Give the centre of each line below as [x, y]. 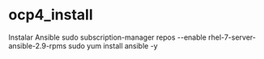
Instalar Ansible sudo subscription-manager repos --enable [107, 37]
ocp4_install [51, 15]
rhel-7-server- [232, 37]
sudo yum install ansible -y [113, 45]
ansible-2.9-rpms [38, 45]
